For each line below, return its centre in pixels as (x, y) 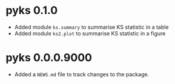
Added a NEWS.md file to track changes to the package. (82, 74)
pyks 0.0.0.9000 (49, 58)
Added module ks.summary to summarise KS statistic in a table (91, 27)
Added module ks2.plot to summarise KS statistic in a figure (90, 33)
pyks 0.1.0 (32, 10)
